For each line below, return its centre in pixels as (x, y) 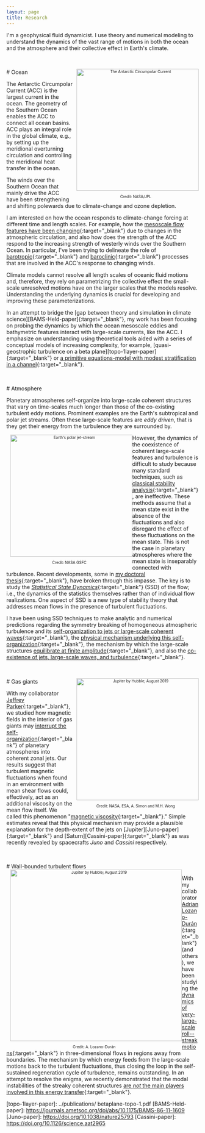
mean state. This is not (161, 542)
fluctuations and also (158, 523)
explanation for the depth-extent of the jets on (64, 829)
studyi (190, 982)
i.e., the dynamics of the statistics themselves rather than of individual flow (101, 594)
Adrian (190, 904)
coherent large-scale (158, 451)
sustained (19, 1073)
